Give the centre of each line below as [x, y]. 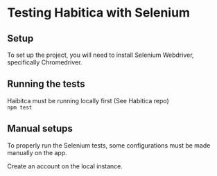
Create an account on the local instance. [65, 166]
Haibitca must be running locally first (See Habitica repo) [88, 100]
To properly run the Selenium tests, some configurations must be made [109, 145]
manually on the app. [37, 152]
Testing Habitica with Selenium [99, 13]
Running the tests [46, 84]
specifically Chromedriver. [45, 62]
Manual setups [40, 129]
